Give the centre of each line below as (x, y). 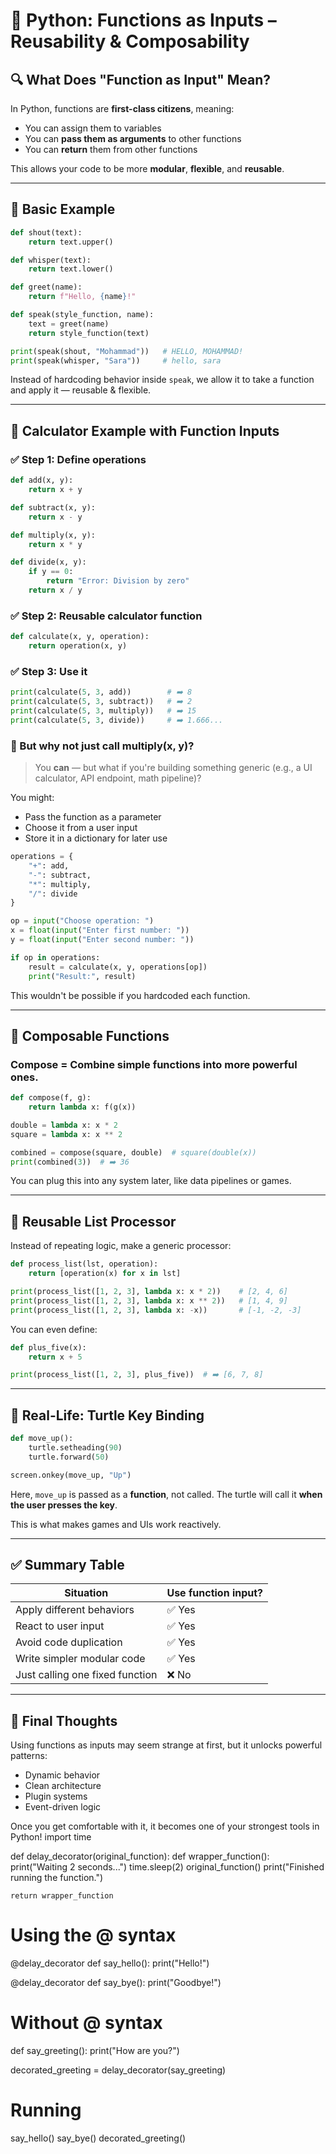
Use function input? (215, 1593)
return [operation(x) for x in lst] (105, 1274)
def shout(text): (46, 232)
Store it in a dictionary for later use (96, 838)
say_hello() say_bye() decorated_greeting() (98, 2138)
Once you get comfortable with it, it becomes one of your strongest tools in (165, 1826)
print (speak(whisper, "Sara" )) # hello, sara (116, 360)
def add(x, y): (42, 480)
